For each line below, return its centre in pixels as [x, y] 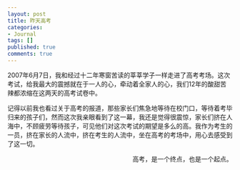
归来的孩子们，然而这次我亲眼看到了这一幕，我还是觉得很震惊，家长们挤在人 [120, 117]
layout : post [27, 14]
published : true [31, 47]
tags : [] [20, 41]
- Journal [22, 34]
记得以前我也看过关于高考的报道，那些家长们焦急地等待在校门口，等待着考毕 [120, 108]
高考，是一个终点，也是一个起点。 [182, 159]
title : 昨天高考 [29, 21]
